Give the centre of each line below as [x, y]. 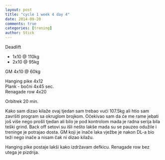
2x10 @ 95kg [26, 62]
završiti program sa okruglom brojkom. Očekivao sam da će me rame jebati [82, 116]
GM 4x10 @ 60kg [23, 72]
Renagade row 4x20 [26, 92]
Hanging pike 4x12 [24, 81]
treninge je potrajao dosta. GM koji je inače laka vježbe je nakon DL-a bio [80, 132]
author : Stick [20, 33]
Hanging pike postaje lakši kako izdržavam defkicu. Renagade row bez [78, 147]
